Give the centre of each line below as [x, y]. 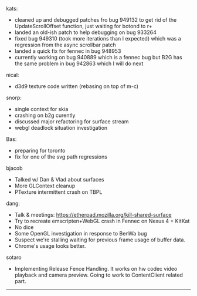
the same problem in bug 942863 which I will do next [79, 63]
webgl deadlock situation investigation [61, 128]
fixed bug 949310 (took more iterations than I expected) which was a [98, 38]
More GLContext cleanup [45, 186]
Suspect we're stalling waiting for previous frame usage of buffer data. [100, 240]
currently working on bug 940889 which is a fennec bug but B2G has [98, 57]
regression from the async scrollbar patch [65, 45]
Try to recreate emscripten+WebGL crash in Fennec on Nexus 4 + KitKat [102, 221]
